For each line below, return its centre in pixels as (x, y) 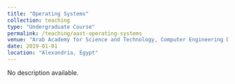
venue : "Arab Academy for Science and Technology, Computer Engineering (115, 40)
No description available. (43, 72)
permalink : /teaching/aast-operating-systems (74, 33)
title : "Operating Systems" (48, 14)
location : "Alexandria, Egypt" (53, 53)
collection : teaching (39, 20)
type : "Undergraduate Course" (51, 27)
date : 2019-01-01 (33, 46)
